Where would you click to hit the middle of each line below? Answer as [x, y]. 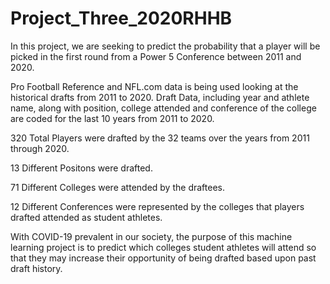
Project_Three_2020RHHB [121, 18]
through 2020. [40, 148]
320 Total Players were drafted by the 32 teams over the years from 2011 [160, 138]
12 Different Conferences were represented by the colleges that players [157, 206]
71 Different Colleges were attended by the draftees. [117, 187]
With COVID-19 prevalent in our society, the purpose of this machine [151, 236]
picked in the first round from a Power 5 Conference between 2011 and [156, 56]
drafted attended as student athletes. [86, 217]
